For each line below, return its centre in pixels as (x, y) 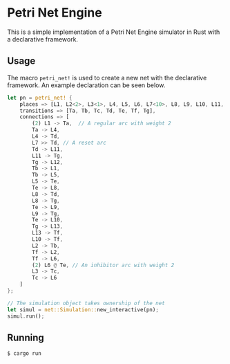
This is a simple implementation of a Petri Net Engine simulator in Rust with (114, 32)
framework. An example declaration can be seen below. (86, 85)
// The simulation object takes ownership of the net (86, 303)
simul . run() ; (26, 316)
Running (26, 337)
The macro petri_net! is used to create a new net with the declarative (107, 78)
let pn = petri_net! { (40, 98)
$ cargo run (24, 354)
